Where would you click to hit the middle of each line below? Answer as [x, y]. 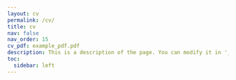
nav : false [23, 33]
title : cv [22, 26]
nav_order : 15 [28, 40]
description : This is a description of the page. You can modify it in [114, 53]
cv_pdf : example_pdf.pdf [44, 46]
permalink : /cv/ [31, 20]
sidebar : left [34, 65]
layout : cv [23, 14]
